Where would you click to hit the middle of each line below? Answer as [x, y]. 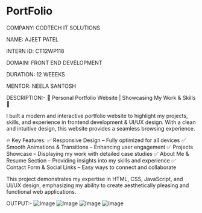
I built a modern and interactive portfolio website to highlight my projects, [97, 116]
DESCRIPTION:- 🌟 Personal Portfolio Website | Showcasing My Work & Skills [101, 97]
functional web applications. [41, 191]
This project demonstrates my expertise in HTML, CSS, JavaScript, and [95, 179]
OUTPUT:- [19, 203]
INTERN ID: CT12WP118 [35, 51]
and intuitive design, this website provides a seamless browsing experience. [101, 128]
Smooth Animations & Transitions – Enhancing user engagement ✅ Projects [100, 147]
